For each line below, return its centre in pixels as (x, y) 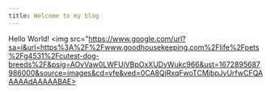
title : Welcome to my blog (54, 16)
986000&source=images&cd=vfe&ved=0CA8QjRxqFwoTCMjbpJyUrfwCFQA (136, 72)
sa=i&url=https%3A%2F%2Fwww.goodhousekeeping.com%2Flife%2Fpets (134, 47)
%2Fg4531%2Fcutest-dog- (54, 55)
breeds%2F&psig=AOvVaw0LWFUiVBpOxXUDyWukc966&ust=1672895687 (135, 64)
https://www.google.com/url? (137, 39)
